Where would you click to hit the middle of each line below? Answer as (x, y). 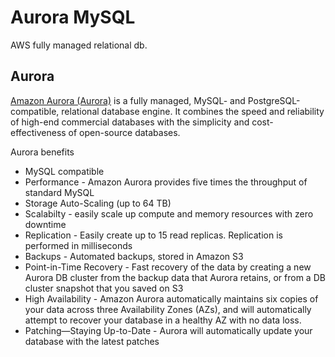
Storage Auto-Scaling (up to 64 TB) (98, 203)
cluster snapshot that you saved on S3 (104, 288)
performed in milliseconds (78, 245)
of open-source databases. (124, 132)
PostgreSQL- (274, 100)
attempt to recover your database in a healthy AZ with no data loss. (163, 320)
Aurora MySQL (73, 17)
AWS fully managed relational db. (79, 45)
